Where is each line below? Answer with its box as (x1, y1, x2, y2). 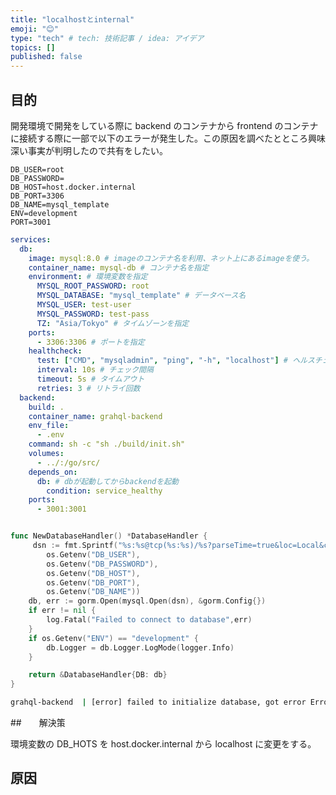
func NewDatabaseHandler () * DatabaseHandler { (10, 531, 208, 541)
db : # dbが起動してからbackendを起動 (36, 476, 179, 486)
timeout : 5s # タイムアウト (36, 374, 145, 385)
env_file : (28, 421, 70, 431)
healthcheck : (28, 346, 83, 356)
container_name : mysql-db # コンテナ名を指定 (28, 262, 210, 273)
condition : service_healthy (46, 486, 163, 496)
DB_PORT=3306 (10, 191, 65, 201)
